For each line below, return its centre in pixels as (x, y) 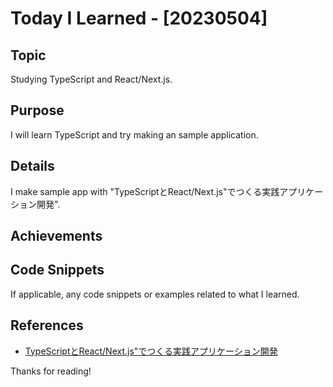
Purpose (37, 110)
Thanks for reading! (51, 371)
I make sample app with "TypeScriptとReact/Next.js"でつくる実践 (145, 191)
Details (32, 166)
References (47, 325)
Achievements (56, 236)
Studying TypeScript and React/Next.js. (91, 79)
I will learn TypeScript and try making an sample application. (134, 134)
